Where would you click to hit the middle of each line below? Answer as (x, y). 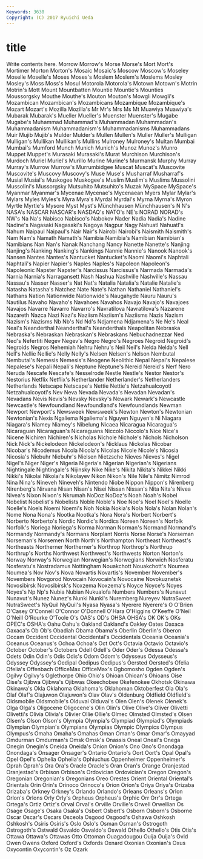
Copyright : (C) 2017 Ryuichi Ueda (50, 18)
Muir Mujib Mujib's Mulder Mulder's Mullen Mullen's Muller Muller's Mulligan (101, 135)
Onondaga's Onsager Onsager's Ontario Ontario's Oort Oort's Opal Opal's (99, 753)
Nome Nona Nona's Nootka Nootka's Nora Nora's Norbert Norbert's (92, 515)
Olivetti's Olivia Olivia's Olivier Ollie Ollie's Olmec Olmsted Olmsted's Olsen (99, 714)
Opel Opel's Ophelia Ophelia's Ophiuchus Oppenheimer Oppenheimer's (96, 759)
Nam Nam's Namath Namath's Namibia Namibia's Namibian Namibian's (95, 238)
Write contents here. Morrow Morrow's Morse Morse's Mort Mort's (90, 64)
